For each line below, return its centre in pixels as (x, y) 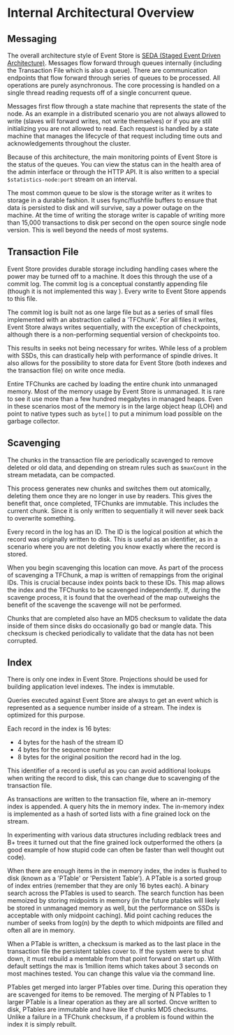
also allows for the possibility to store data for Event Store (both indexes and (117, 362)
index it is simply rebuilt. (42, 1025)
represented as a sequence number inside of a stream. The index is (104, 707)
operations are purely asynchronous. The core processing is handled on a (114, 85)
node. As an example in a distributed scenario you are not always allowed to (117, 114)
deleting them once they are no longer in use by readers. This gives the (110, 495)
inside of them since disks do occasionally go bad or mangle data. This (109, 626)
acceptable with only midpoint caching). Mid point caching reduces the (110, 915)
